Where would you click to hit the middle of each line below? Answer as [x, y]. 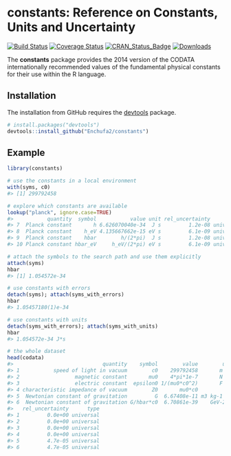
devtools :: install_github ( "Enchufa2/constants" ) [78, 131]
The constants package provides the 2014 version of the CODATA [101, 59]
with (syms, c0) [29, 187]
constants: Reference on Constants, [112, 13]
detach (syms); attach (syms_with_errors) [66, 295]
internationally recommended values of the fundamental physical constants [114, 67]
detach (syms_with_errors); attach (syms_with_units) [82, 326]
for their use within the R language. [57, 74]
